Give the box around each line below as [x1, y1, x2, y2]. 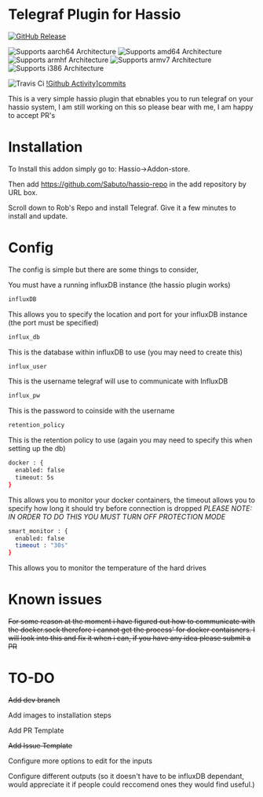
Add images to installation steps [8, 711, 111, 720]
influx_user [8, 362, 47, 370]
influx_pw [8, 391, 41, 400]
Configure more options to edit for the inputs [8, 756, 153, 766]
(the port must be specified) [8, 318, 100, 327]
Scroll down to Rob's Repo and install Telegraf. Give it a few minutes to [8, 203, 237, 212]
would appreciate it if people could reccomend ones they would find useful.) [8, 780, 255, 789]
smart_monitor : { [8, 527, 68, 535]
